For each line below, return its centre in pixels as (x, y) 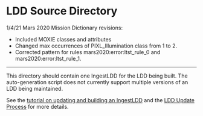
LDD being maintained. (35, 88)
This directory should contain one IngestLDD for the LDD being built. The (97, 76)
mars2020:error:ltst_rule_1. (48, 58)
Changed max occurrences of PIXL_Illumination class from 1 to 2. (96, 46)
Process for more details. (37, 106)
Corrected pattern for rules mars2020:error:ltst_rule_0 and (88, 52)
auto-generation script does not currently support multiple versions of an (97, 82)
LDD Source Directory (62, 11)
